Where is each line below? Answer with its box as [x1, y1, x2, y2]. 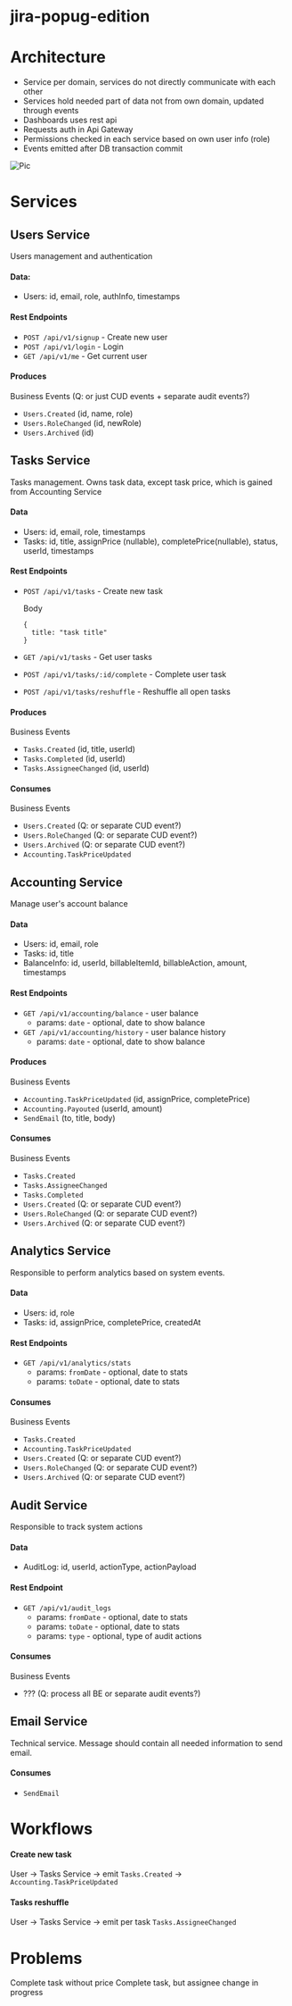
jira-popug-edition [10, 6, 150, 27]
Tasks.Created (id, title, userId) [22, 744, 136, 755]
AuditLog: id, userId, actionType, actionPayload [22, 1561, 197, 1573]
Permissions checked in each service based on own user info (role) [22, 134, 271, 145]
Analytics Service [10, 1243, 111, 1258]
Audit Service [10, 1498, 88, 1513]
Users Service [10, 227, 91, 242]
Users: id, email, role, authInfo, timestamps [22, 291, 181, 302]
